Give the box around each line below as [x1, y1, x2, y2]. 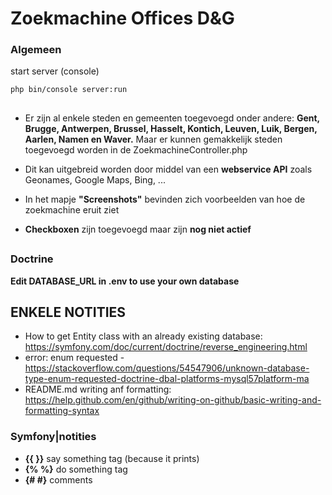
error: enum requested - [24, 352, 125, 364]
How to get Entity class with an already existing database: [24, 330, 263, 342]
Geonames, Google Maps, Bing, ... [24, 173, 166, 186]
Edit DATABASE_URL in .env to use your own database [10, 275, 240, 287]
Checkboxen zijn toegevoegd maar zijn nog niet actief [24, 223, 252, 235]
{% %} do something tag [24, 463, 128, 475]
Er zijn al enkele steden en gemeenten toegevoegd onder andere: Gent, [24, 112, 320, 124]
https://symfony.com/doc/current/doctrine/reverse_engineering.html [24, 341, 308, 353]
